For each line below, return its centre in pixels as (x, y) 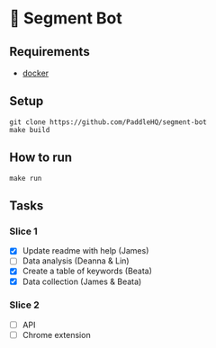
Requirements (49, 52)
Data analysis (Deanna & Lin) (76, 261)
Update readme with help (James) (85, 251)
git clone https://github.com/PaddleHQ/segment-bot (108, 122)
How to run (41, 158)
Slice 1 (23, 231)
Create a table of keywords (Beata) (87, 271)
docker (36, 73)
